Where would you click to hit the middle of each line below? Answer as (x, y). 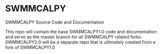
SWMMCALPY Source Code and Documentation (55, 22)
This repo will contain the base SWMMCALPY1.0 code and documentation (81, 31)
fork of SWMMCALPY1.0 (30, 47)
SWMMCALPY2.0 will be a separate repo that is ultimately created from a (80, 42)
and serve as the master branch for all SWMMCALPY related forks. (74, 37)
